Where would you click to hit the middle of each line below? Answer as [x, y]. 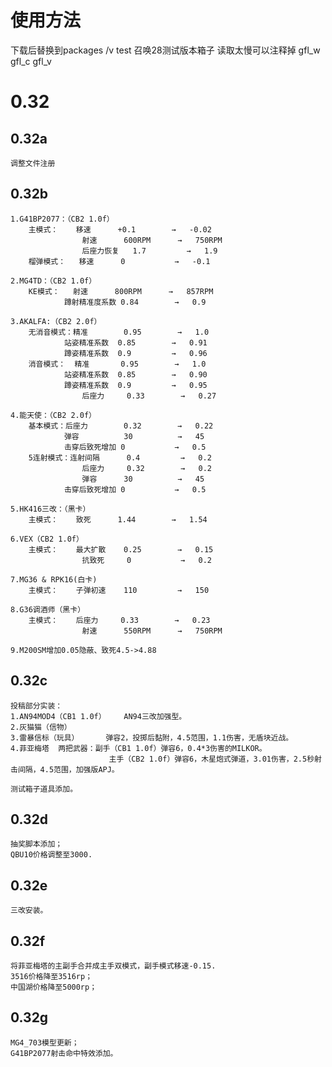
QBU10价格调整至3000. [51, 855]
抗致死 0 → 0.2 [147, 560]
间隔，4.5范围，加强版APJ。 [68, 769]
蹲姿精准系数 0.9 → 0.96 [135, 353]
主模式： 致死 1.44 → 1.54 [118, 519]
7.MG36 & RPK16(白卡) [54, 579]
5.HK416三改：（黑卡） [50, 509]
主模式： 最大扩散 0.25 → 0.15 [121, 549]
